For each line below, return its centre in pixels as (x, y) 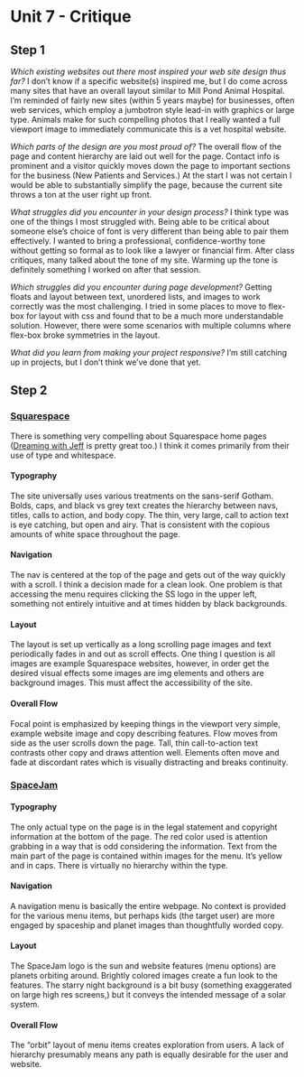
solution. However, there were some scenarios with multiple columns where (151, 325)
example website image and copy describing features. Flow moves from (144, 733)
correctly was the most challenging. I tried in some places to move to (138, 306)
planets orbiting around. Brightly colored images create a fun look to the (144, 976)
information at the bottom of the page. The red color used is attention (139, 836)
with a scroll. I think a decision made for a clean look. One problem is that (147, 585)
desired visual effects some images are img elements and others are (137, 673)
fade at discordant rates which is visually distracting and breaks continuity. (149, 762)
